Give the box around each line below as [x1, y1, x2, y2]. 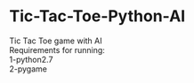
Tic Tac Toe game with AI [9, 35, 102, 46]
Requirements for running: [9, 44, 105, 55]
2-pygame [9, 64, 47, 74]
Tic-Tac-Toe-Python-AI [9, 6, 186, 26]
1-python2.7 [9, 54, 53, 64]
